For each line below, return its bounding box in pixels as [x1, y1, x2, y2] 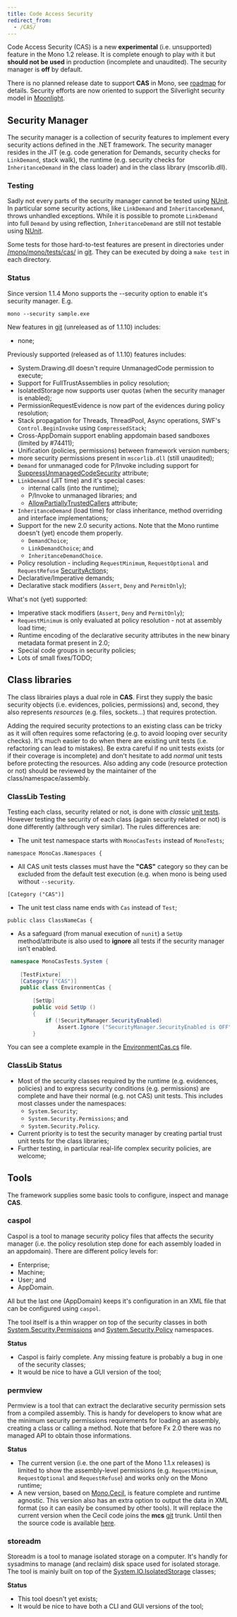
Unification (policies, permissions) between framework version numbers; [17, 446, 230, 455]
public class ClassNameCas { [7, 917, 93, 924]
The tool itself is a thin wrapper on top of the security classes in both [7, 1318, 207, 1326]
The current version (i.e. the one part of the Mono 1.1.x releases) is [17, 1459, 210, 1467]
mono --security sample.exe [7, 310, 90, 318]
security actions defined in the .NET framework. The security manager [7, 140, 213, 149]
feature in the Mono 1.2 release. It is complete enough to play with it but [7, 50, 216, 59]
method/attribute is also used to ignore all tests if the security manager [17, 937, 225, 945]
